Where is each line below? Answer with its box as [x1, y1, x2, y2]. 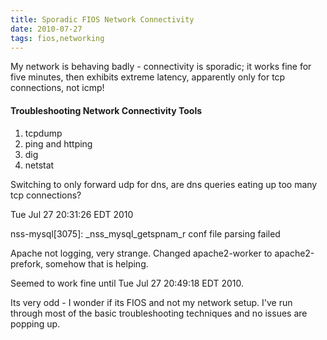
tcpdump [24, 127, 63, 139]
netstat [24, 159, 55, 171]
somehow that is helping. [45, 257, 149, 270]
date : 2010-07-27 [10, 24, 83, 34]
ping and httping [24, 137, 93, 150]
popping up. [10, 317, 61, 330]
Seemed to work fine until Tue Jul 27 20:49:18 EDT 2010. [10, 277, 245, 289]
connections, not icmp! [10, 82, 105, 94]
